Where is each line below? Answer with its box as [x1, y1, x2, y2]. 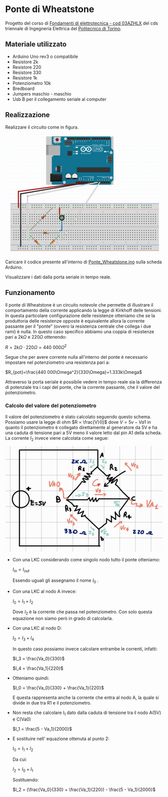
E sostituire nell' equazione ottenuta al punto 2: [12, 735, 110, 742]
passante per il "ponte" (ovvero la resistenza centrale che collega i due [5, 323, 151, 329]
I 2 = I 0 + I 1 [12, 766, 33, 773]
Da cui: [12, 756, 27, 762]
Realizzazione [5, 111, 50, 119]
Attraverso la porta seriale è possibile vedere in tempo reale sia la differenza [5, 379, 162, 385]
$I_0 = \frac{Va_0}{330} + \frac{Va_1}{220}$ [12, 685, 104, 690]
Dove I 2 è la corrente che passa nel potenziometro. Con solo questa [12, 609, 152, 616]
